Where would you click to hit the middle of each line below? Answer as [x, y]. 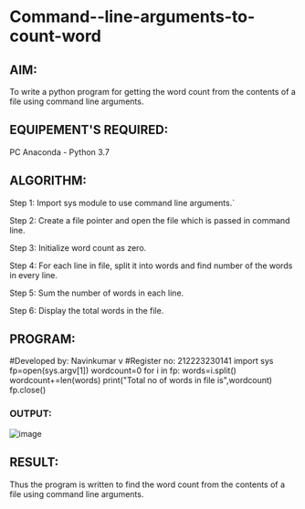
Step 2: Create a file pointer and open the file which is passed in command [150, 220]
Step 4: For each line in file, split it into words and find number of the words [151, 265]
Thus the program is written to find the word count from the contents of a [147, 484]
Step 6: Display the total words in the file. [87, 310]
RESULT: [34, 462]
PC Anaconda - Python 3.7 [59, 151]
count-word [56, 36]
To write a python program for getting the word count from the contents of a [153, 92]
